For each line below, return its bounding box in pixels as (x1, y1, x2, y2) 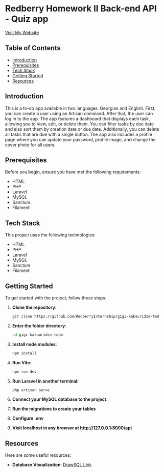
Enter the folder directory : (12, 323, 67, 328)
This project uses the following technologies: (5, 232, 95, 238)
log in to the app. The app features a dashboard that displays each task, (5, 116, 150, 121)
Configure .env (12, 415, 44, 421)
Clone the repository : (12, 304, 57, 310)
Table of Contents (5, 44, 61, 52)
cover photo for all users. (5, 142, 56, 147)
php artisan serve (12, 387, 50, 392)
